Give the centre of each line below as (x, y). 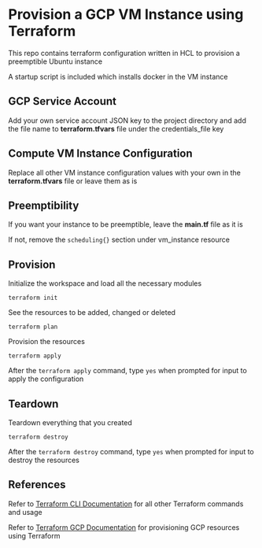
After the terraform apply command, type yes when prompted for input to (128, 371)
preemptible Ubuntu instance (55, 61)
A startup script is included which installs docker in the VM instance (118, 76)
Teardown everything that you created (70, 422)
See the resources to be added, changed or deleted (92, 313)
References (37, 485)
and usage (25, 512)
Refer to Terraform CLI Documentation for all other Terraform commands (126, 504)
